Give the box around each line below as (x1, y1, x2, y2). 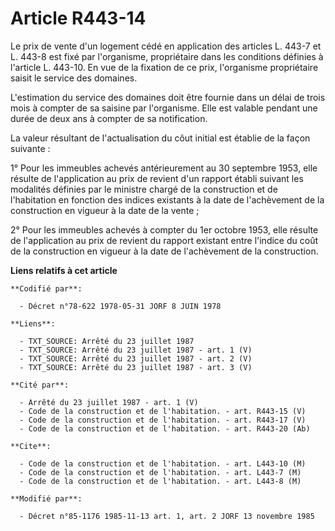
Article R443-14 (10, 7, 147, 30)
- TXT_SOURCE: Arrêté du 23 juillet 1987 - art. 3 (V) (19, 362, 253, 372)
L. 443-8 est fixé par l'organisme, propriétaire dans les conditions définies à (10, 50, 324, 62)
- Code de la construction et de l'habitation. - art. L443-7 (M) (19, 467, 302, 477)
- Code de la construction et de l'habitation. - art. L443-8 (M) (19, 476, 302, 486)
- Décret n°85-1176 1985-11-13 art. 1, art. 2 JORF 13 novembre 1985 (19, 511, 315, 521)
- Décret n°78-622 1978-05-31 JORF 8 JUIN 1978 (19, 301, 222, 311)
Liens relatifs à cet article (10, 264, 118, 276)
